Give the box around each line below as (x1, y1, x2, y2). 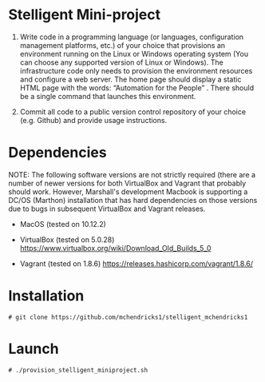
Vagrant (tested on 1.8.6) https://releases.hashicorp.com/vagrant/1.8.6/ (19, 258, 254, 269)
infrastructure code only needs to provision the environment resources (19, 66, 253, 75)
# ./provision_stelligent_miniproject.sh (8, 366, 148, 374)
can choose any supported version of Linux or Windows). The (19, 58, 223, 67)
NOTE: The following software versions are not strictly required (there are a (8, 169, 256, 179)
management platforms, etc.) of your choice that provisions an (19, 40, 226, 50)
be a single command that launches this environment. (19, 91, 196, 101)
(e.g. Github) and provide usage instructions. (19, 115, 168, 125)
